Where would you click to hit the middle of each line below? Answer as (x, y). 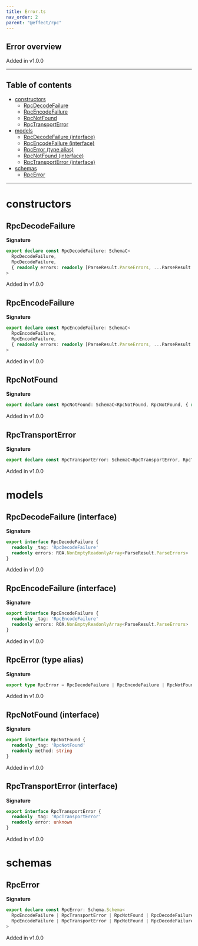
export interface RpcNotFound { (46, 740)
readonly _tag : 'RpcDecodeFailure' (55, 547)
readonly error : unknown (42, 822)
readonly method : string (42, 751)
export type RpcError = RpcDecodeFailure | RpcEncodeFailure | (85, 685)
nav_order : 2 (22, 17)
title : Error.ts (26, 12)
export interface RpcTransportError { (54, 811)
